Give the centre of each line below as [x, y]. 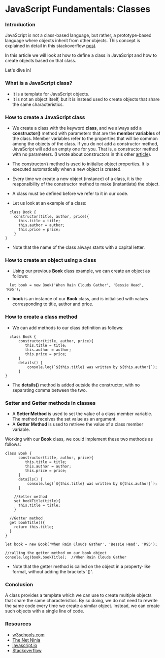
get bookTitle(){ [27, 522]
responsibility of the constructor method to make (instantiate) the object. [86, 184]
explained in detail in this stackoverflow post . [51, 46]
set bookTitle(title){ [37, 501]
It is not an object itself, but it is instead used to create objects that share [86, 99]
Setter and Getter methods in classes [50, 403]
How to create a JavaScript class [45, 117]
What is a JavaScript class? [39, 83]
